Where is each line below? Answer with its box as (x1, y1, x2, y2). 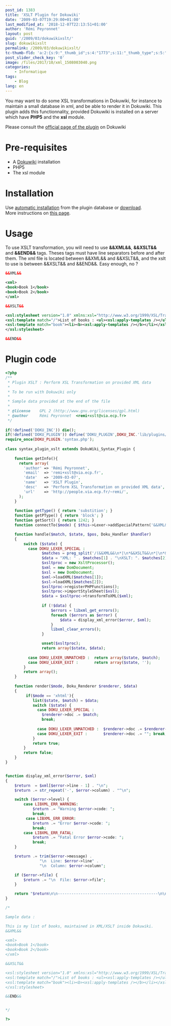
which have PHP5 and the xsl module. (5, 114, 85, 120)
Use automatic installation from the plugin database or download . (5, 204, 142, 210)
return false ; (23, 750, 53, 755)
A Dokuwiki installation (12, 159, 61, 165)
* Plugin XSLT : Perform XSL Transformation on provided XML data (7, 380, 152, 385)
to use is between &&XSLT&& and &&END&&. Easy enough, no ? (5, 261, 138, 267)
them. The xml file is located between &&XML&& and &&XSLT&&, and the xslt (5, 255, 166, 261)
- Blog (14, 79, 28, 84)
